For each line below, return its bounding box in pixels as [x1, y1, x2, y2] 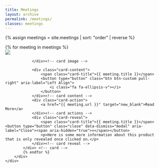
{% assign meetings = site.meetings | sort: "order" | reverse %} [5, 35, 135, 41]
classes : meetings [5, 21, 43, 26]
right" [5, 80, 19, 86]
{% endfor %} [23, 150, 50, 155]
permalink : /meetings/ [5, 16, 52, 21]
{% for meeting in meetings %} [5, 44, 69, 50]
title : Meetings [5, 7, 39, 12]
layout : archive [5, 12, 39, 17]
